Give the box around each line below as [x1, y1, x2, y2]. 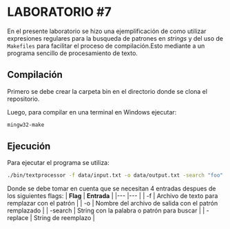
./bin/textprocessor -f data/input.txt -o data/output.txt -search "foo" [7, 172, 224, 179]
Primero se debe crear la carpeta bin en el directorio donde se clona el [7, 87, 208, 95]
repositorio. [7, 94, 40, 103]
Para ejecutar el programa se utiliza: [7, 159, 110, 167]
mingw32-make [7, 121, 45, 128]
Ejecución [7, 141, 51, 152]
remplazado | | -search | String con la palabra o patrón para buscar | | [7, 206, 205, 215]
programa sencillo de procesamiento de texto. [7, 49, 138, 57]
